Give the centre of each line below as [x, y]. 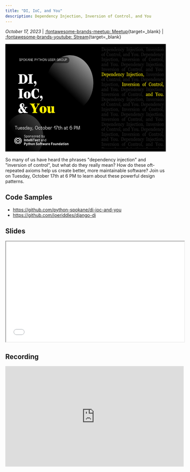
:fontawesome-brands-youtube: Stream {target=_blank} [63, 37]
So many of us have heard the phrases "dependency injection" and [76, 160]
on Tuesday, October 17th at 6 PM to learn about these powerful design [80, 176]
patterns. [15, 181]
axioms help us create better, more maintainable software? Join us [95, 170]
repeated [15, 170]
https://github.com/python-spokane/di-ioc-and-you [67, 210]
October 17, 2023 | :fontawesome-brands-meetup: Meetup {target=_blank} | [85, 31]
